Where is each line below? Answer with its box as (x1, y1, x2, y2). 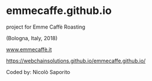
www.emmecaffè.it (6, 45, 52, 53)
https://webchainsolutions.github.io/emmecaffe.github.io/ (6, 57, 146, 64)
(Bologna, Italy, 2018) (6, 34, 58, 41)
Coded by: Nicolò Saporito (6, 68, 71, 75)
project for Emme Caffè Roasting (6, 23, 85, 30)
